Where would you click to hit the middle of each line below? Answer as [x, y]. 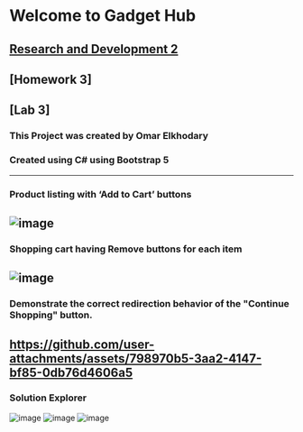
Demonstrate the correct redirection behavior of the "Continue [150, 304]
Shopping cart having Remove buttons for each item [126, 249]
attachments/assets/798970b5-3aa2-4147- [136, 358]
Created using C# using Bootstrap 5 [89, 161]
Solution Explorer [48, 398]
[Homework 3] [50, 79]
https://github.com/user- [82, 344]
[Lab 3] [30, 110]
